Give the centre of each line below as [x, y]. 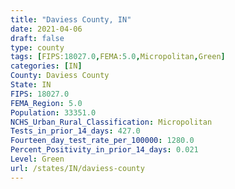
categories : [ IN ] [46, 66]
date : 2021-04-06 [46, 29]
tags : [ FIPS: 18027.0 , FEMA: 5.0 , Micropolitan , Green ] [118, 57]
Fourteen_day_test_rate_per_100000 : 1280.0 [102, 141]
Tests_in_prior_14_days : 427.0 [75, 131]
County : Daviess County [60, 76]
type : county [37, 47]
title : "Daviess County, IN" [71, 19]
